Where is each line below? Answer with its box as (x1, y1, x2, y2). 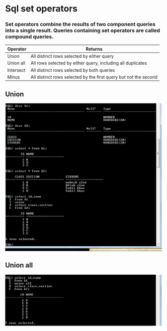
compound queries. (5, 33, 54, 40)
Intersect (7, 67, 26, 73)
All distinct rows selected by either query (30, 53, 114, 59)
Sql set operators (5, 3, 78, 14)
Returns (85, 46, 103, 52)
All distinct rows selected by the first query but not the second (30, 74, 158, 80)
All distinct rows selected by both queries (30, 67, 115, 73)
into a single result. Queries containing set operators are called (5, 27, 161, 34)
